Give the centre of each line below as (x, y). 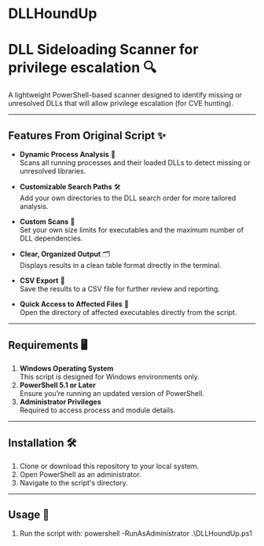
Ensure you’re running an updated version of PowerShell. (112, 393)
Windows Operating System (66, 368)
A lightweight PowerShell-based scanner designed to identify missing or (125, 95)
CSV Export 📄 (42, 280)
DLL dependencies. (51, 238)
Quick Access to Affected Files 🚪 (74, 304)
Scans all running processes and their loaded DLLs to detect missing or (135, 163)
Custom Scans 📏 (47, 222)
